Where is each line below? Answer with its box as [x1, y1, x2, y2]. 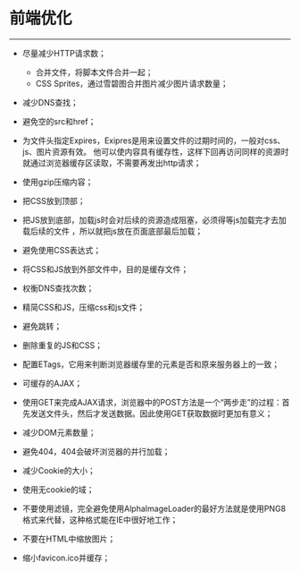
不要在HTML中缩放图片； [21, 533, 116, 544]
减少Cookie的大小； [21, 464, 96, 475]
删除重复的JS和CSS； [21, 339, 103, 350]
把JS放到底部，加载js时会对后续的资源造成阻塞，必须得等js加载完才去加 [21, 214, 287, 225]
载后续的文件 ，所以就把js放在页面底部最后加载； [21, 226, 204, 236]
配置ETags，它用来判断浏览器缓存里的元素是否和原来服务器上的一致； [21, 359, 280, 370]
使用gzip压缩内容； [21, 176, 94, 187]
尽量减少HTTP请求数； [21, 47, 107, 58]
